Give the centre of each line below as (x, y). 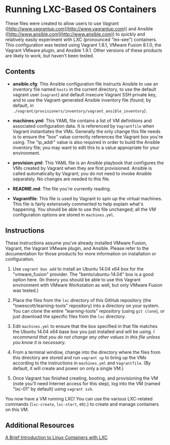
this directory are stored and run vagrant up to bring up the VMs (79, 357)
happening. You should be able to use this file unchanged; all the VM (84, 209)
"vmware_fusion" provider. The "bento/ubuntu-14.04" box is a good (83, 274)
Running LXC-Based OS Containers (81, 9)
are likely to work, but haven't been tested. (50, 55)
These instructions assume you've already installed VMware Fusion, (76, 243)
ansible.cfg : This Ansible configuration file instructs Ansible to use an (85, 84)
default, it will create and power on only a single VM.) (68, 368)
